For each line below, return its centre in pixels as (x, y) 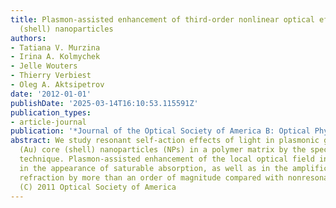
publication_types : (51, 112)
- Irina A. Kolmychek (55, 57)
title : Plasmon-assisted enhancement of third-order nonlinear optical (162, 19)
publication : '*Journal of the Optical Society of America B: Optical (160, 131)
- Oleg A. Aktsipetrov (57, 85)
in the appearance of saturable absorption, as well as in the (153, 168)
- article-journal (48, 122)
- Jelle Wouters (44, 66)
